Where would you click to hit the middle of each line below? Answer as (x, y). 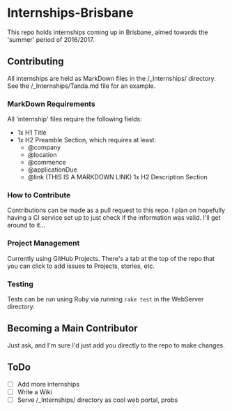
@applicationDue (53, 170)
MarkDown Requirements (51, 104)
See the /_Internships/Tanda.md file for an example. (82, 86)
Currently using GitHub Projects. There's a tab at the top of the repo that (111, 258)
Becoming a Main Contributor (72, 328)
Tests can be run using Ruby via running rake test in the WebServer (106, 299)
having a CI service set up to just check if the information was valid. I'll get (114, 218)
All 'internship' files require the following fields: (75, 119)
